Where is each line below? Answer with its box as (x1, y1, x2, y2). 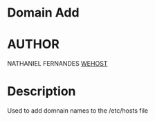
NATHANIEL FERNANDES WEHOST (7, 59, 108, 68)
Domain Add (7, 5, 80, 21)
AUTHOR (7, 37, 60, 53)
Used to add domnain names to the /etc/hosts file (7, 106, 149, 115)
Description (7, 84, 76, 100)
